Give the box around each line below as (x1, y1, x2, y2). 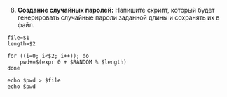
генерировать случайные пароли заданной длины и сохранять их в (17, 13, 220, 22)
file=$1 (7, 34, 30, 41)
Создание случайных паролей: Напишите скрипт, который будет (17, 6, 215, 14)
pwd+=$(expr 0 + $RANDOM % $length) (20, 59, 128, 66)
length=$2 (7, 40, 36, 47)
